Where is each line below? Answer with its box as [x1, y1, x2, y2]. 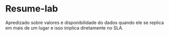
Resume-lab [5, 3, 58, 14]
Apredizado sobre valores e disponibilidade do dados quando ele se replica [5, 19, 164, 25]
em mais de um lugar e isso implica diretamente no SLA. [5, 24, 124, 30]
